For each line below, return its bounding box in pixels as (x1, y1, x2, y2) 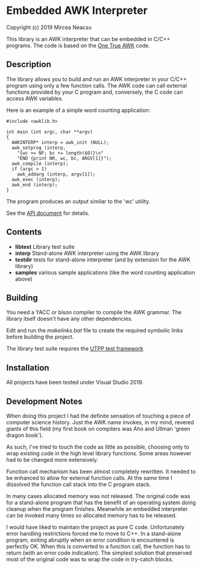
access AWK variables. (6, 94, 63, 102)
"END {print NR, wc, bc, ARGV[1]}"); (17, 155, 112, 161)
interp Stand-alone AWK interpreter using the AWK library (14, 249, 160, 257)
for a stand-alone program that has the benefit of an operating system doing (6, 499, 196, 506)
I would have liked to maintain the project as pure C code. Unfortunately (6, 524, 185, 530)
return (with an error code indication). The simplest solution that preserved (6, 549, 192, 556)
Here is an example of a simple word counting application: (6, 107, 151, 114)
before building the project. (6, 334, 74, 341)
